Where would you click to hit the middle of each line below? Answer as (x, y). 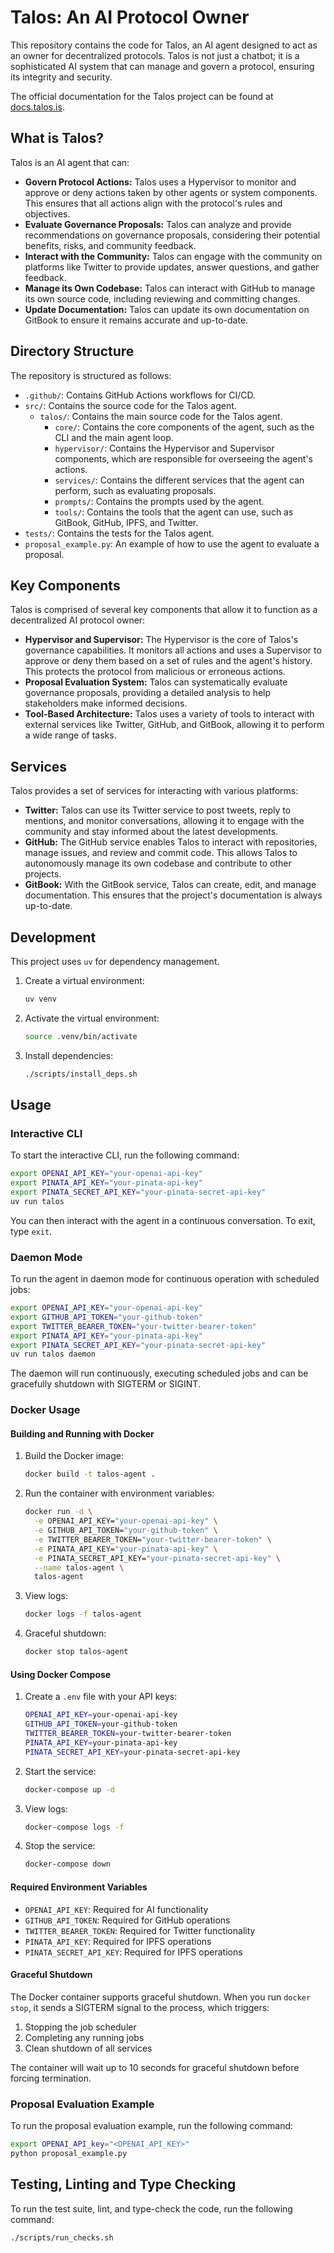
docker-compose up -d (69, 1789)
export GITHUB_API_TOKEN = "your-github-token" (106, 1317)
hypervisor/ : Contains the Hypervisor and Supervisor (164, 448)
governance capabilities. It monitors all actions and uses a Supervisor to (173, 650)
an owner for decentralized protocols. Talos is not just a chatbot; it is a (155, 55)
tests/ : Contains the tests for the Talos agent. (119, 533)
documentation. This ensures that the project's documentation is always (173, 895)
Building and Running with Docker (82, 1433)
